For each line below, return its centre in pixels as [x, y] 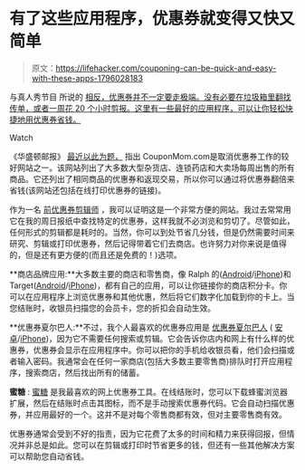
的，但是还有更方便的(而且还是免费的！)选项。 [96, 254]
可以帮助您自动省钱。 [49, 456]
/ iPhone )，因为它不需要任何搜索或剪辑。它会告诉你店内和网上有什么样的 [152, 338]
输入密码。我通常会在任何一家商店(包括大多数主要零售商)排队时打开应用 [151, 361]
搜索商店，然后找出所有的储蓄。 [85, 372]
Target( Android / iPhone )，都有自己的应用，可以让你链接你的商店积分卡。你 [148, 285]
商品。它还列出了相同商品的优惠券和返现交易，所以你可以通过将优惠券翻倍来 [152, 178]
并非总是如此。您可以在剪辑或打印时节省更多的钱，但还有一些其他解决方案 [156, 445]
